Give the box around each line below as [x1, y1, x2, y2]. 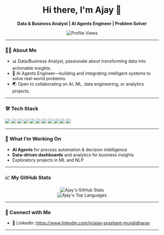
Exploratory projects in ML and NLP [12, 157, 84, 163]
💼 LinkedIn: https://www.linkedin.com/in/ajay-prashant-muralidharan [12, 220, 150, 226]
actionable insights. [12, 65, 52, 71]
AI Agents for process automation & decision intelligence [12, 147, 127, 152]
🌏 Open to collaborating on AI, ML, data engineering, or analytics [12, 81, 144, 87]
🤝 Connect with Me [5, 209, 51, 216]
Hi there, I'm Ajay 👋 [42, 4, 122, 16]
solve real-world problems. [12, 76, 67, 82]
